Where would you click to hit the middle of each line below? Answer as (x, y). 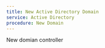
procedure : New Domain (35, 23)
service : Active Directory (40, 17)
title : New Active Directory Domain (52, 12)
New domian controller (35, 40)
